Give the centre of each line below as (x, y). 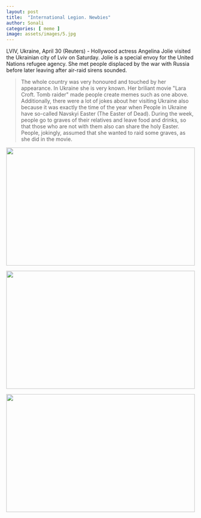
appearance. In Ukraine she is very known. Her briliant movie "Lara (103, 88)
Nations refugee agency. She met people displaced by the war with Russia (98, 64)
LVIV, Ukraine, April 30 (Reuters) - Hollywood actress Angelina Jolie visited (98, 51)
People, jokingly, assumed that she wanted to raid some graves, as (103, 133)
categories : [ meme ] (33, 28)
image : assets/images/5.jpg (41, 34)
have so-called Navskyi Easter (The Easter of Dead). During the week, (107, 114)
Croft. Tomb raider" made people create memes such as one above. (104, 95)
